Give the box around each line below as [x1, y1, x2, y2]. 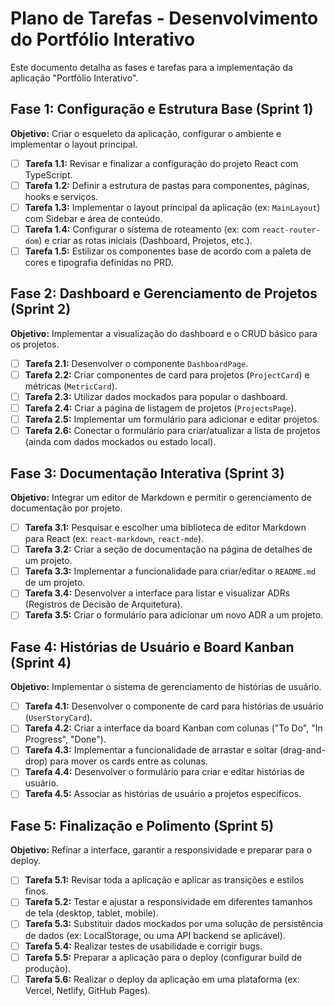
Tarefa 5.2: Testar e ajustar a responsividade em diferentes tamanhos [24, 896, 313, 908]
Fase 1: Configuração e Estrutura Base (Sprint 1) [10, 101, 314, 118]
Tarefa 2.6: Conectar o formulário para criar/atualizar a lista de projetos [24, 425, 321, 437]
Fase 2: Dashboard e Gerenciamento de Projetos [10, 285, 318, 302]
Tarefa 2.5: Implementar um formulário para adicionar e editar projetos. [24, 413, 320, 426]
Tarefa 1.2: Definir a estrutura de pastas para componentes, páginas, [24, 179, 310, 191]
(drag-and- [279, 744, 326, 756]
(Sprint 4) [10, 654, 72, 671]
